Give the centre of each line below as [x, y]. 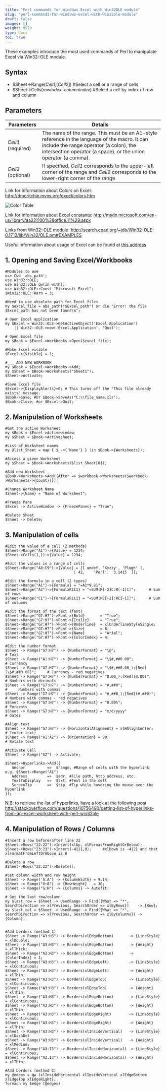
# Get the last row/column [33, 897]
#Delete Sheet [20, 515]
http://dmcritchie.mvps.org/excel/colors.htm [50, 195]
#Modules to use [22, 272]
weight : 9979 [19, 28]
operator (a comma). [66, 158]
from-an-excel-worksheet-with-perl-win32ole [52, 813]
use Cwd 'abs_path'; [26, 276]
